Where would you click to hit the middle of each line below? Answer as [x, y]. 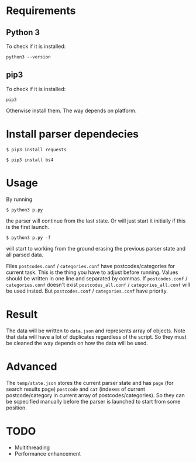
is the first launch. [28, 227]
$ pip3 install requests [36, 150]
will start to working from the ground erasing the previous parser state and [96, 248]
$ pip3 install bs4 [30, 160]
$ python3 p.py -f [28, 238]
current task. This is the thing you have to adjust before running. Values [92, 272]
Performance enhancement [47, 453]
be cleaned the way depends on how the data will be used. [77, 343]
